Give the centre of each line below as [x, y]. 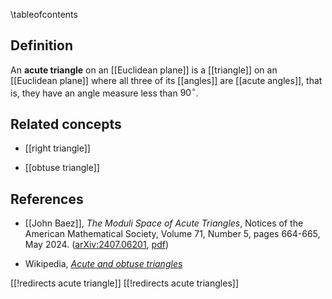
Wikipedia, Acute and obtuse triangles [103, 264]
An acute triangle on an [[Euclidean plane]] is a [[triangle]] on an [144, 70]
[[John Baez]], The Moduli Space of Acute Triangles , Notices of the [164, 223]
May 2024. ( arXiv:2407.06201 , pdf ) [96, 245]
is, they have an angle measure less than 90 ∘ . [104, 92]
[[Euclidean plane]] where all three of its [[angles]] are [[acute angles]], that [166, 80]
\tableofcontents [44, 14]
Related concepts [66, 124]
